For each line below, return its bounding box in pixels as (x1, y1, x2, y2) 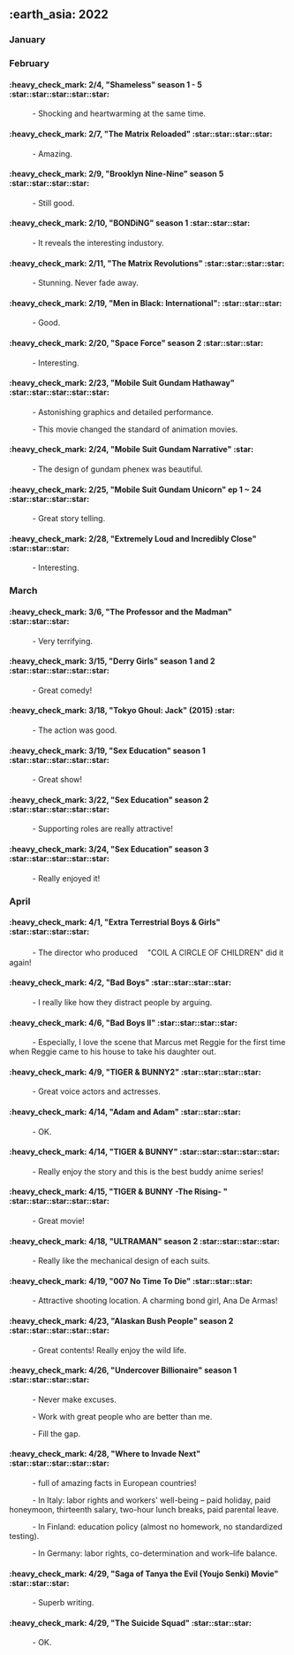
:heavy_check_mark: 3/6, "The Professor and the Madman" (9, 606, 232, 617)
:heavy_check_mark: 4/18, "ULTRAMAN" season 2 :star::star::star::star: (9, 1235, 280, 1246)
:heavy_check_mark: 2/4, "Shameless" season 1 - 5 (9, 79, 203, 89)
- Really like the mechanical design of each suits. (32, 1256, 210, 1266)
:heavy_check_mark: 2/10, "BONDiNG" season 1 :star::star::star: (9, 218, 251, 228)
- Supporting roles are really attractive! (32, 823, 174, 835)
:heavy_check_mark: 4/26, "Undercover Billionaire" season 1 (9, 1365, 237, 1375)
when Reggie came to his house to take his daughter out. (9, 1046, 216, 1057)
